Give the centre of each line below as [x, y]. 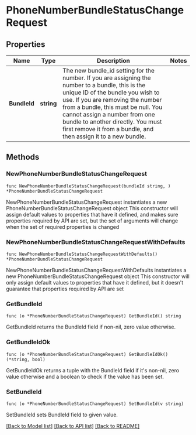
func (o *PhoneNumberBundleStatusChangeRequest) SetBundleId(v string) [95, 404]
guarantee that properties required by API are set [65, 289]
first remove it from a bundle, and [108, 129]
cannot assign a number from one [109, 114]
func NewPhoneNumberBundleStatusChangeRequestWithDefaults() [82, 254]
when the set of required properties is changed [63, 227]
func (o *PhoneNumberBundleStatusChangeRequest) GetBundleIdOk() [87, 354]
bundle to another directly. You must [112, 122]
